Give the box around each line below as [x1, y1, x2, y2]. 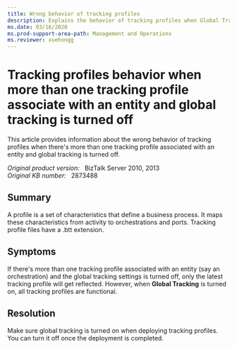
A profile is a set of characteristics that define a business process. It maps [7, 210, 224, 219]
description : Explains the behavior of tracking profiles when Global [7, 17, 219, 24]
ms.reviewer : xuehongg [7, 37, 74, 44]
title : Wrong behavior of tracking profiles [7, 10, 140, 18]
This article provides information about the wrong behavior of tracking [7, 135, 212, 144]
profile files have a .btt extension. [7, 225, 104, 233]
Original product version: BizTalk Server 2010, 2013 [7, 164, 160, 173]
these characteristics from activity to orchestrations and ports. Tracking [7, 218, 217, 226]
